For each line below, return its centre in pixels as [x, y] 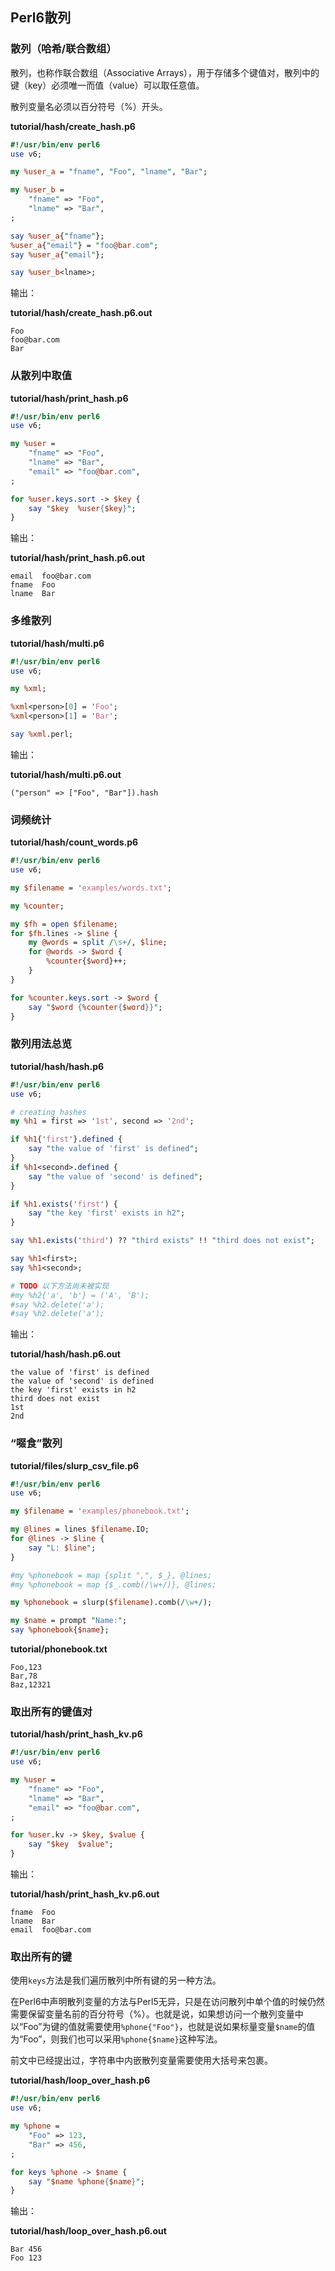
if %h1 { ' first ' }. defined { [66, 1139]
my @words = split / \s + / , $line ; [98, 943]
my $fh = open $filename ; [64, 924]
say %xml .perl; [42, 734]
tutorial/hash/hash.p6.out [65, 1354]
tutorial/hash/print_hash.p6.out [78, 558]
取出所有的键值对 [51, 1711]
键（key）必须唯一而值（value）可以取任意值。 [107, 85]
